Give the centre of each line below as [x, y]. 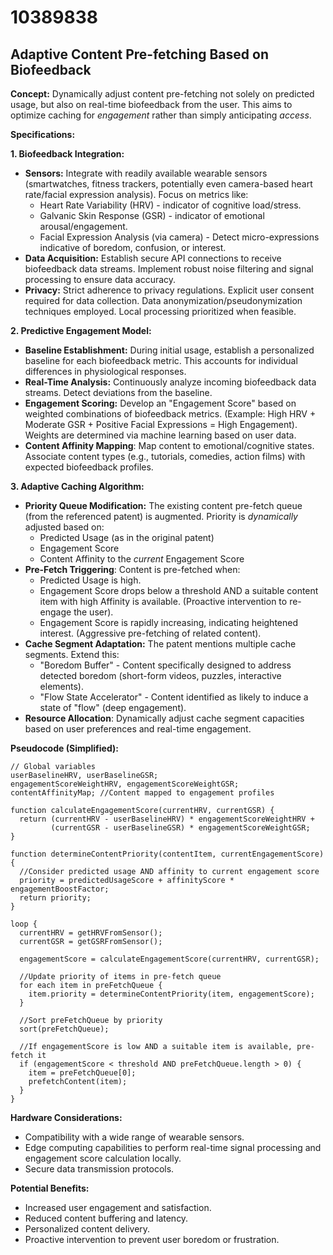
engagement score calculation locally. [103, 1158]
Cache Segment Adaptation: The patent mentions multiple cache [160, 644]
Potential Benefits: [50, 1188]
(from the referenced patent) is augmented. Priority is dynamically [161, 516]
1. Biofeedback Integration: [67, 154]
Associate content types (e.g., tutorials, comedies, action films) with [165, 456]
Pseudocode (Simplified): [64, 748]
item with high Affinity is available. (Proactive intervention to [163, 601]
